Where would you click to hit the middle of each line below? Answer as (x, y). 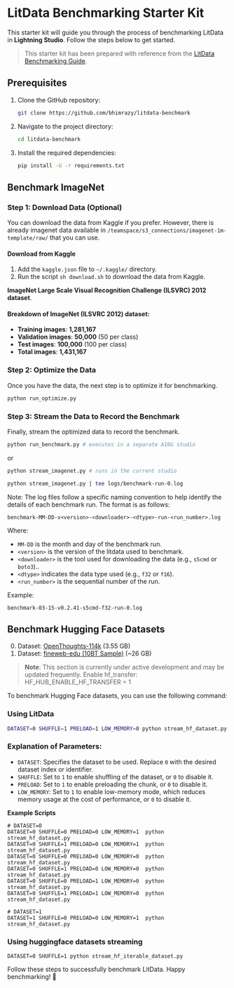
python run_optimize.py (42, 398)
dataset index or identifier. (55, 769)
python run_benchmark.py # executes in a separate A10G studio (102, 444)
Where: (18, 530)
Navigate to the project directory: (65, 126)
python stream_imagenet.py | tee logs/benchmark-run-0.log (95, 483)
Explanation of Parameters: (55, 746)
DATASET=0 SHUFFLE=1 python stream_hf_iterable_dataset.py (95, 956)
